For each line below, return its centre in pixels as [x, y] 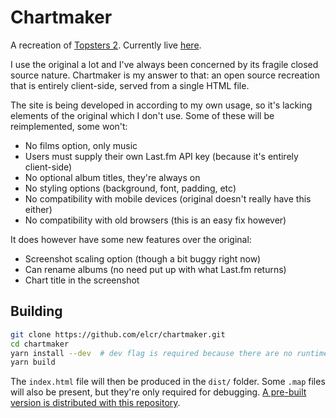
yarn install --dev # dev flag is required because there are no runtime [169, 353]
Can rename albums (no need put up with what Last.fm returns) [155, 269]
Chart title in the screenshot [82, 280]
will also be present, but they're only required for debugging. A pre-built [158, 392]
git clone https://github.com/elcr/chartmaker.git [118, 334]
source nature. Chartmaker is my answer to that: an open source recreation [165, 75]
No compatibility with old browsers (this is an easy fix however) [155, 220]
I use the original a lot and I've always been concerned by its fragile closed [164, 64]
